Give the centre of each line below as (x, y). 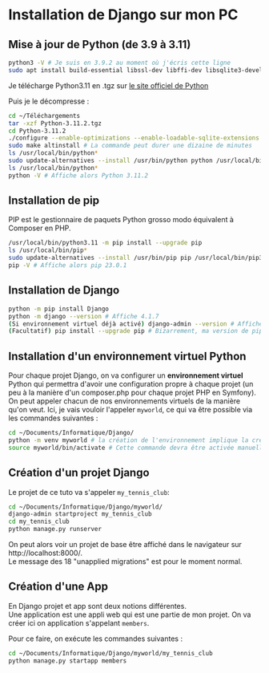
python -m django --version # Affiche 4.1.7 (84, 316)
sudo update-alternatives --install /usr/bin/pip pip (100, 258)
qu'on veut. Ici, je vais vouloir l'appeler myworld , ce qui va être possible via (130, 410)
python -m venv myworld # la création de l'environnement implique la (128, 440)
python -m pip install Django (59, 309)
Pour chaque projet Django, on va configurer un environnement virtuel (126, 375)
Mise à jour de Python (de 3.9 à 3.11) (100, 45)
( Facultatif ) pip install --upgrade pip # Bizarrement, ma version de (128, 331)
